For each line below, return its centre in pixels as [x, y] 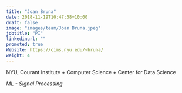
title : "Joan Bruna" [31, 11]
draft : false [22, 22]
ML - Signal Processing [34, 84]
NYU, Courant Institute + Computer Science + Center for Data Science [91, 72]
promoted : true [25, 45]
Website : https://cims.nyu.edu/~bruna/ [55, 50]
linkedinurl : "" [26, 39]
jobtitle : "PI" [25, 34]
